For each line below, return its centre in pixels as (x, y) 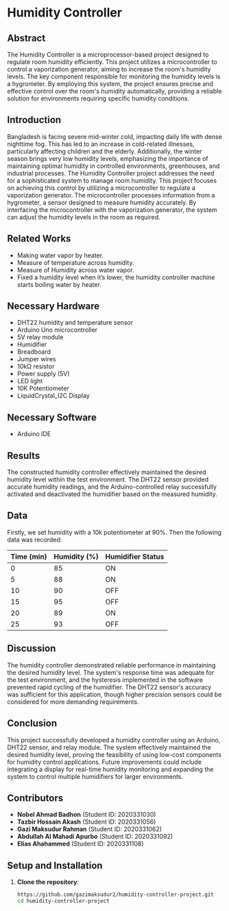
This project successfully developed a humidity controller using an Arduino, (114, 740)
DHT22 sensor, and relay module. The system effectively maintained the (109, 747)
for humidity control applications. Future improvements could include (105, 762)
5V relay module (40, 337)
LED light (30, 381)
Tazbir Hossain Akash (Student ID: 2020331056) (86, 822)
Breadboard (34, 352)
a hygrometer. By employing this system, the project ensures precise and (110, 84)
